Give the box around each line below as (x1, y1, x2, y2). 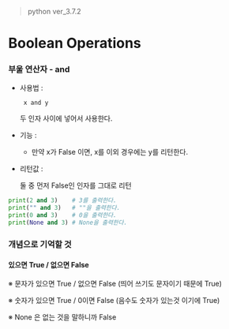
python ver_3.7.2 (27, 7, 81, 16)
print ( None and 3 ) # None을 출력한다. (8, 219, 128, 227)
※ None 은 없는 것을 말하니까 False (8, 312, 117, 322)
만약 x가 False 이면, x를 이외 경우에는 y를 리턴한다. (31, 148, 188, 157)
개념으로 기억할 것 (8, 238, 73, 249)
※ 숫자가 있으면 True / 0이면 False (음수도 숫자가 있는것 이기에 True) (8, 296, 220, 305)
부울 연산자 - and (8, 64, 70, 75)
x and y (23, 99, 49, 107)
